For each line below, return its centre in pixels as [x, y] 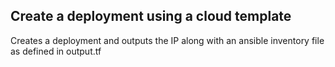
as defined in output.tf [56, 51]
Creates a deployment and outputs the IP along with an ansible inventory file [167, 40]
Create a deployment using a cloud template [151, 16]
